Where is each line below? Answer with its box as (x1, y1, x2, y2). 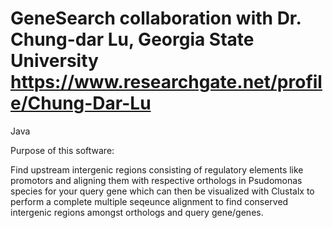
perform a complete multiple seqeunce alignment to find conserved (10, 195, 289, 207)
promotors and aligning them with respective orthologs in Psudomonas (10, 174, 303, 186)
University (10, 50, 99, 72)
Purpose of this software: (10, 144, 115, 156)
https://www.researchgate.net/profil (10, 71, 323, 94)
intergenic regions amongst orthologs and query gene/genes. (10, 206, 264, 218)
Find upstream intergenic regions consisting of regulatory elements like (10, 163, 304, 176)
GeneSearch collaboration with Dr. (10, 7, 302, 30)
